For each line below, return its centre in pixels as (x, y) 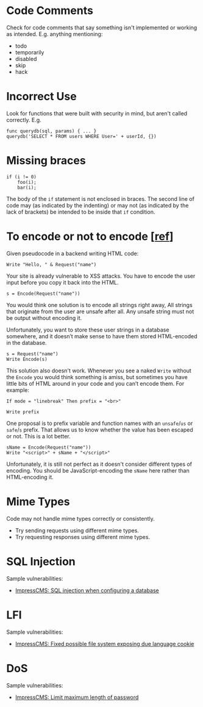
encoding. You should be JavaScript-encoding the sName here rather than (98, 470)
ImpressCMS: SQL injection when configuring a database (87, 590)
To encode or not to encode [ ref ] (90, 236)
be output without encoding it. (44, 317)
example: (18, 390)
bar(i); (27, 187)
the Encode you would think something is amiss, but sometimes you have (97, 377)
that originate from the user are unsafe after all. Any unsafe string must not (100, 311)
